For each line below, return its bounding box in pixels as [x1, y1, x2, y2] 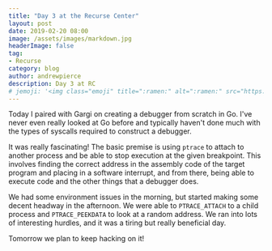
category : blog [8, 65, 60, 73]
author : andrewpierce [8, 72, 82, 80]
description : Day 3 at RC [8, 79, 96, 87]
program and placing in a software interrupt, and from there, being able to [8, 168, 255, 178]
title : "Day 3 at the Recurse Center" [8, 11, 139, 20]
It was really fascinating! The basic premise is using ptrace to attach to [8, 143, 244, 152]
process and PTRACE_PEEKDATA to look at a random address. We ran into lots [8, 210, 257, 219]
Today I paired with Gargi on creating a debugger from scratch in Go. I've [8, 109, 253, 119]
